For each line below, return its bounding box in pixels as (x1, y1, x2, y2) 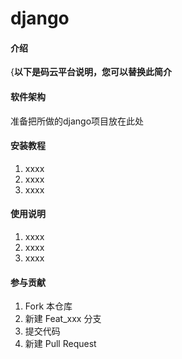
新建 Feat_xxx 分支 (24, 313, 102, 325)
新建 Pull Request (24, 338, 97, 350)
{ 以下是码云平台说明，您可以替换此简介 (10, 66, 172, 78)
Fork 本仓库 (24, 300, 73, 312)
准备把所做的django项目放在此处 (10, 115, 145, 127)
